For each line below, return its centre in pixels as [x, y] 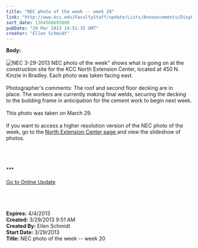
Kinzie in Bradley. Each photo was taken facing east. [70, 76]
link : [13, 17]
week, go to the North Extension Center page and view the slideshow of [93, 132]
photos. [15, 138]
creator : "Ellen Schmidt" [38, 34]
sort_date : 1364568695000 [38, 22]
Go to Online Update [31, 182]
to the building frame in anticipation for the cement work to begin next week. [99, 100]
